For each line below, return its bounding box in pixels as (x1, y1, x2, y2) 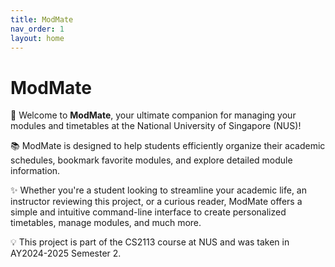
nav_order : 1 (10, 24, 65, 34)
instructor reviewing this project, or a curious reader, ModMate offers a (10, 196, 303, 208)
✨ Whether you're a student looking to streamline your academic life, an (10, 184, 307, 196)
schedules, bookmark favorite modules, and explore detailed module (10, 154, 293, 166)
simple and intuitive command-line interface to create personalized (10, 206, 287, 218)
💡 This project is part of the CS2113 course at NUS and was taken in (10, 236, 290, 248)
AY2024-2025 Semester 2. (10, 247, 122, 260)
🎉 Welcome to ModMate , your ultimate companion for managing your (10, 109, 297, 121)
